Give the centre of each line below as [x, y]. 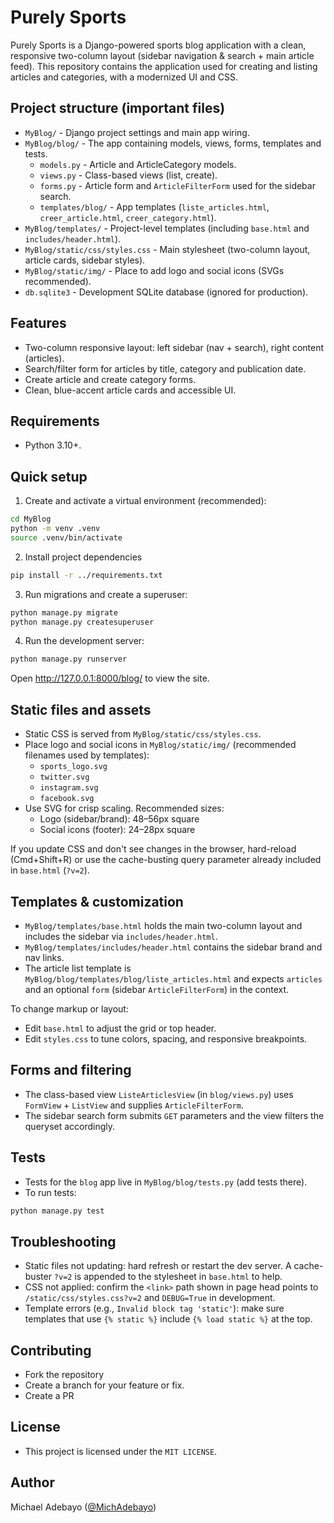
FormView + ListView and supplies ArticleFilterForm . [134, 1105]
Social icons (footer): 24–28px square [117, 830]
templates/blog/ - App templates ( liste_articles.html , [154, 207]
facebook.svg [67, 799]
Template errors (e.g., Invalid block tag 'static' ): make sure [154, 1308]
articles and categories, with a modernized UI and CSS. [124, 77]
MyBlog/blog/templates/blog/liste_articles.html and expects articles [173, 978]
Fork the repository [64, 1375]
